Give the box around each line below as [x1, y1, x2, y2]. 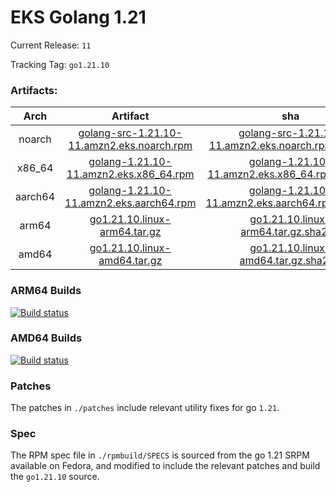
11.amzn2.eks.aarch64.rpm [64, 196, 197, 210]
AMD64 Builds [10, 331, 83, 345]
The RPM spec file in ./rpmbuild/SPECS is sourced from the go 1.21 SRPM [10, 449, 310, 461]
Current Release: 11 [10, 39, 92, 51]
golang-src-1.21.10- [78, 126, 183, 140]
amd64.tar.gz [98, 254, 163, 268]
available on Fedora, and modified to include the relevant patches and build [10, 460, 321, 472]
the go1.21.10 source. [10, 471, 100, 483]
